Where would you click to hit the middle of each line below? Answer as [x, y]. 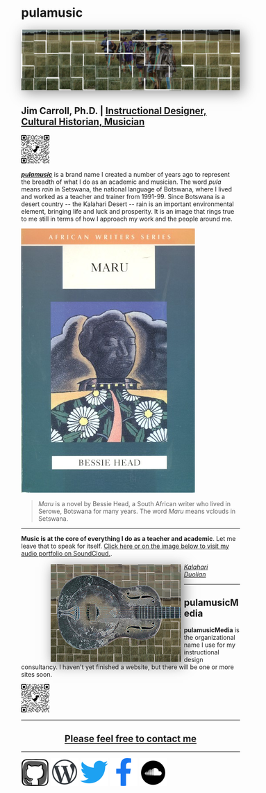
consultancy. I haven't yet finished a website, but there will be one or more [127, 667]
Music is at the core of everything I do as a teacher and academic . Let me [128, 538]
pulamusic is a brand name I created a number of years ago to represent [126, 174]
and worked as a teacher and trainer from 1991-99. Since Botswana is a [123, 196]
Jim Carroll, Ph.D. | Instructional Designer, [114, 111]
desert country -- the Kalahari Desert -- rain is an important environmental [127, 204]
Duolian [195, 574]
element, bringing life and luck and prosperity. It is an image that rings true [128, 211]
